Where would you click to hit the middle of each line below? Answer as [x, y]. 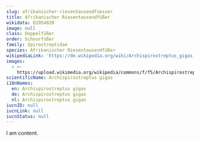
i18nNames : [20, 84]
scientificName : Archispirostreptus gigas [60, 78]
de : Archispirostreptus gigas [49, 94]
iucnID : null [22, 105]
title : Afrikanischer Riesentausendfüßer [58, 17]
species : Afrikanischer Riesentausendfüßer [61, 50]
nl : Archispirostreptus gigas [49, 100]
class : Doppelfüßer [30, 34]
